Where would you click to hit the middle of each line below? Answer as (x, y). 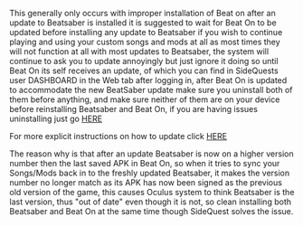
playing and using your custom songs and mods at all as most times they (145, 42)
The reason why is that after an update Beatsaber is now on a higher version (151, 154)
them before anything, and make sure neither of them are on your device (145, 99)
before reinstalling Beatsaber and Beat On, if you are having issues (133, 109)
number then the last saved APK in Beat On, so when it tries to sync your (145, 163)
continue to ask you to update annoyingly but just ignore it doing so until (144, 61)
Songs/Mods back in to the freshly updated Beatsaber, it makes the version (150, 173)
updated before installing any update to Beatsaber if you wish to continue (146, 32)
